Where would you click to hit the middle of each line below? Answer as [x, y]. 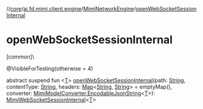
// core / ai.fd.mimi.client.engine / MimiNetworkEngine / [71, 9]
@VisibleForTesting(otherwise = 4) [50, 68]
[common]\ [20, 57]
